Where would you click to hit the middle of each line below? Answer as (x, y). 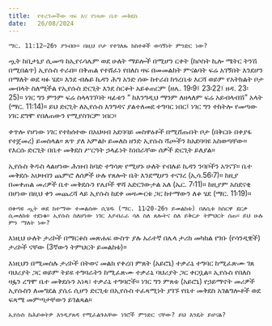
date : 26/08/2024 (41, 23)
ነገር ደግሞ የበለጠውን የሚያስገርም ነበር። (62, 115)
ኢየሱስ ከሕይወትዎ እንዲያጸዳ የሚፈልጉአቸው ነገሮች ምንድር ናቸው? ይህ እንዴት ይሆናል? (117, 315)
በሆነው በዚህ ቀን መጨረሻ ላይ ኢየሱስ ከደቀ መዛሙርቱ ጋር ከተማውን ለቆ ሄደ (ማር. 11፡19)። (130, 193)
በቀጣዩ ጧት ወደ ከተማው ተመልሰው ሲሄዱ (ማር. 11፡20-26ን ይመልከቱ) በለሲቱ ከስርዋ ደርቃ (128, 208)
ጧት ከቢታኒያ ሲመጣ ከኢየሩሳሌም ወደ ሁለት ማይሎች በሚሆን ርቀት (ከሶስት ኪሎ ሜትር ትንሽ (133, 61)
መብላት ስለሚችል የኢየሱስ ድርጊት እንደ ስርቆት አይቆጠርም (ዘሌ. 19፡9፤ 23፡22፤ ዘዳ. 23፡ (128, 88)
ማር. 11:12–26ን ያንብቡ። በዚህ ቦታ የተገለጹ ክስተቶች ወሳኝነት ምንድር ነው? (108, 45)
